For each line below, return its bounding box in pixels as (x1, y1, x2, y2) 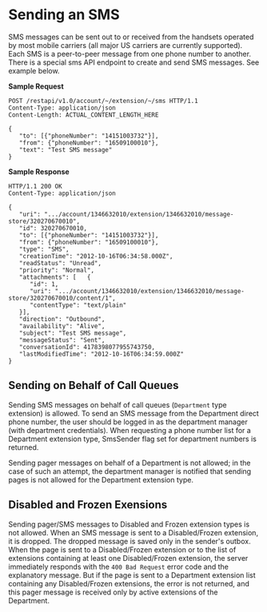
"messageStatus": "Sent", (18, 336, 106, 344)
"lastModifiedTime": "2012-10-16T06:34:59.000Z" (18, 350, 184, 358)
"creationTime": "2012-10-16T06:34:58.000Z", (18, 252, 173, 260)
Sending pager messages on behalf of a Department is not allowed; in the (8, 458, 251, 467)
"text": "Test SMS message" (18, 145, 113, 153)
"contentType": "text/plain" (29, 301, 127, 309)
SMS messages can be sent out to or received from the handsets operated (8, 32, 254, 42)
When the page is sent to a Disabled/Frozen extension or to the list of (8, 545, 237, 554)
